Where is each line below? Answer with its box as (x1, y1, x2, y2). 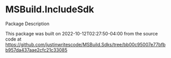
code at (5, 36, 22, 42)
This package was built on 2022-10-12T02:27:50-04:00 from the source (5, 30, 158, 36)
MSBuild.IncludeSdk (5, 4, 94, 15)
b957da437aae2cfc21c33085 (5, 47, 68, 53)
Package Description (5, 21, 50, 27)
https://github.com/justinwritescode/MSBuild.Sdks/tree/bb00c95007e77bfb (5, 41, 166, 47)
